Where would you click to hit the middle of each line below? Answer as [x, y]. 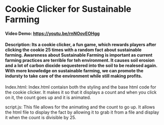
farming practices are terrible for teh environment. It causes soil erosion [80, 61]
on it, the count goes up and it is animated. [48, 97]
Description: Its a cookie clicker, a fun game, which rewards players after [81, 45]
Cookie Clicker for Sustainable [68, 9]
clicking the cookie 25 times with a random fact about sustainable [73, 50]
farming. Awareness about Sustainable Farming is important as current [79, 55]
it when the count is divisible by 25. [41, 117]
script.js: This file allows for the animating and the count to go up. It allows [80, 107]
